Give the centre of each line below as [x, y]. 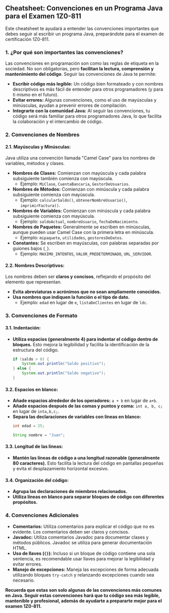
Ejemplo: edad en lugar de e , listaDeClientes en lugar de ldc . [84, 303]
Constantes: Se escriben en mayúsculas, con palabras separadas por [86, 243]
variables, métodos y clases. [35, 164]
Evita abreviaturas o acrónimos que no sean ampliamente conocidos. [87, 292]
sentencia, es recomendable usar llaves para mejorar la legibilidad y [83, 558]
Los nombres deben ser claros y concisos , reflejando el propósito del [78, 277]
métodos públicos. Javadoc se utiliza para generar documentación [82, 542]
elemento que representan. [33, 282]
